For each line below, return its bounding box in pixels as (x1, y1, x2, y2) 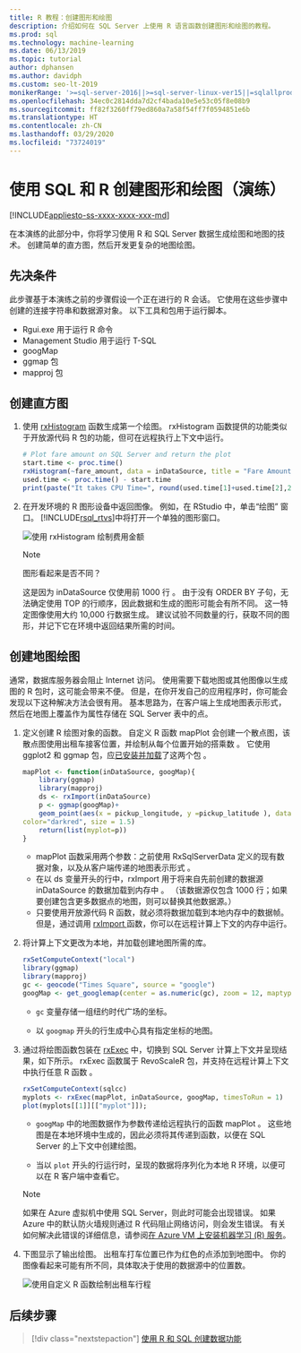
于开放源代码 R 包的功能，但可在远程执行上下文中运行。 (21, 432, 228, 444)
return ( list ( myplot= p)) (39, 825, 127, 834)
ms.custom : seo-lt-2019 (9, 80, 99, 89)
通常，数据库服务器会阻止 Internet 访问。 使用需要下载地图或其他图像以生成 (9, 674, 288, 685)
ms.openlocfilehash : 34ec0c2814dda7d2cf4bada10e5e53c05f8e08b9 (9, 96, 251, 106)
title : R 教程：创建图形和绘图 (9, 13, 113, 22)
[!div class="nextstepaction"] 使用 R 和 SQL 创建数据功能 (30, 1333, 242, 1344)
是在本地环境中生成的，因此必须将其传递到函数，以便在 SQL (43, 1130, 266, 1141)
